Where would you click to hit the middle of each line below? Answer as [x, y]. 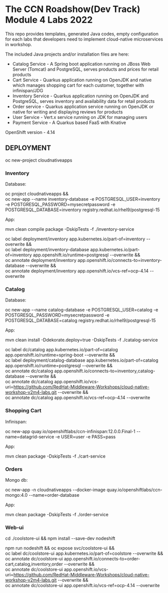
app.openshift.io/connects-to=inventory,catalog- [105, 371]
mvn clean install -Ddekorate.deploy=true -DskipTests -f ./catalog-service [81, 340]
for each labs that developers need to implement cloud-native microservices [84, 39]
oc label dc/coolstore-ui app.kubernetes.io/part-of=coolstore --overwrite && [84, 553]
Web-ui [15, 527]
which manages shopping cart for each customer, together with [78, 85]
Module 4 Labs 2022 [49, 20]
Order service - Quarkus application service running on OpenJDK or [83, 106]
